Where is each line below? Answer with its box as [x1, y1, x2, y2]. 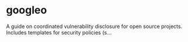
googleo [6, 3, 47, 17]
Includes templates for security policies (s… [6, 29, 112, 36]
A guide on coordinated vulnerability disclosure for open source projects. [6, 23, 183, 30]
